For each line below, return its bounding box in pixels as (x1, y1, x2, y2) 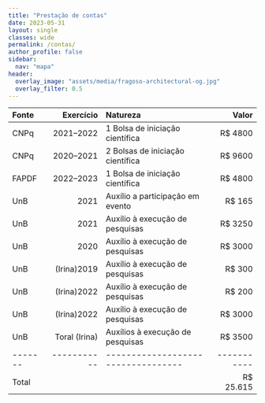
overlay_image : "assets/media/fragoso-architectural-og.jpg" (15, 77, 221, 85)
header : (8, 70, 34, 78)
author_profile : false (8, 48, 83, 56)
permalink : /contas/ (8, 41, 77, 49)
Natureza (105, 109, 141, 120)
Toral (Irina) (54, 331, 99, 342)
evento (105, 201, 132, 212)
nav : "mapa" (15, 63, 55, 71)
